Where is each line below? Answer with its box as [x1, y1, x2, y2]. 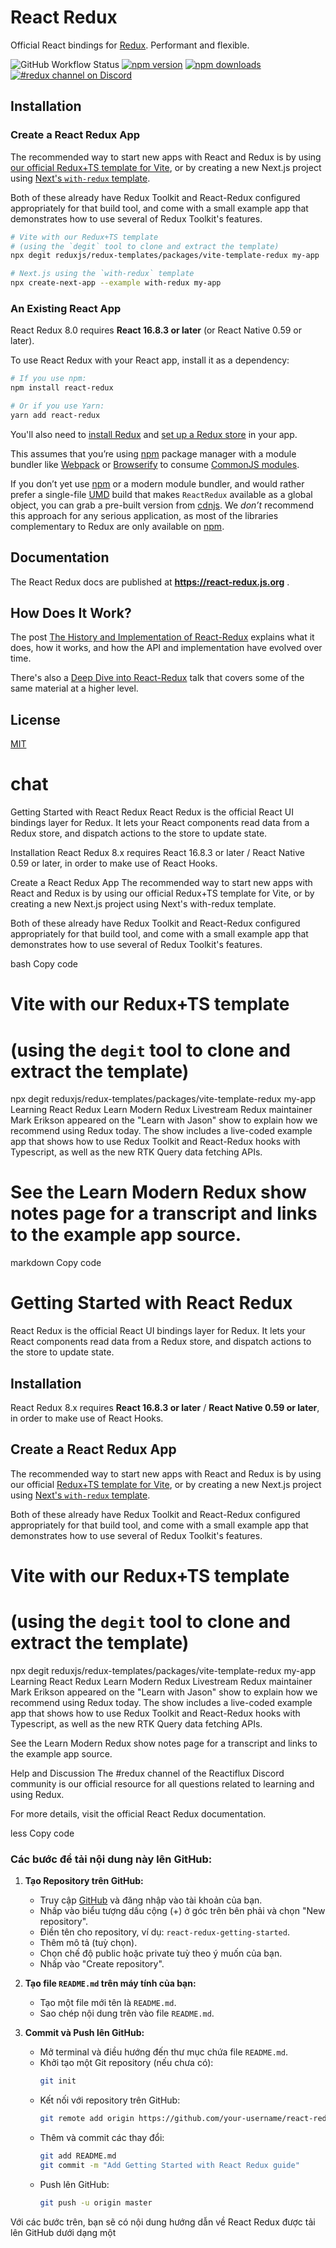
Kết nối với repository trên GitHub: [39, 2094, 181, 2106]
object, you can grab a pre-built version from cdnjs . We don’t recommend [10, 499, 315, 511]
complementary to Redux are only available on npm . [10, 520, 225, 532]
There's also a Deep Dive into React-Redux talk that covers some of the [10, 672, 305, 684]
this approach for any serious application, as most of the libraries [10, 509, 279, 521]
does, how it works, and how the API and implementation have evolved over [10, 642, 323, 654]
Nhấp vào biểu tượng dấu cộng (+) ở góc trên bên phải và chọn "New [39, 1905, 326, 1917]
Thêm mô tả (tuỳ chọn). [39, 1937, 138, 1949]
